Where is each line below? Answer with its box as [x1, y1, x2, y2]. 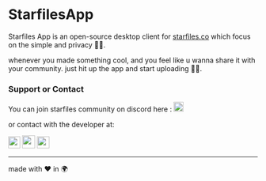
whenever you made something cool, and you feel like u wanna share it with [8, 55, 256, 65]
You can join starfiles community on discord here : [8, 104, 173, 114]
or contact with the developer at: [8, 120, 115, 130]
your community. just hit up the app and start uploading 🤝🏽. [8, 63, 203, 73]
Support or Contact [8, 83, 85, 94]
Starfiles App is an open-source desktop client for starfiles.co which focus [8, 32, 251, 41]
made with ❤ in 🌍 [8, 164, 69, 174]
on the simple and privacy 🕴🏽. [8, 40, 106, 49]
